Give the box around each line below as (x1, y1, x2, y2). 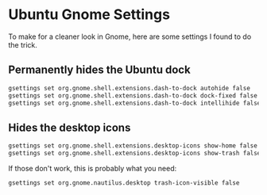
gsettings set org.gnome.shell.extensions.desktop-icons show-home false (8, 142, 258, 150)
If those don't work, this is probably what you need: (8, 163, 177, 173)
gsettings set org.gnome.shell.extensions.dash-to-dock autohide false (8, 84, 250, 92)
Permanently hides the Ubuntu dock (8, 63, 191, 77)
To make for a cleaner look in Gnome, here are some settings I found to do (8, 32, 252, 41)
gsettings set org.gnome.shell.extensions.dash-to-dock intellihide (8, 99, 240, 107)
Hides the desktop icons (8, 120, 131, 134)
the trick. (8, 40, 38, 49)
